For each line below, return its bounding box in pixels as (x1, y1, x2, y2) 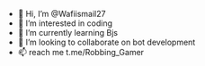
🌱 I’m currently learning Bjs (17, 28, 119, 37)
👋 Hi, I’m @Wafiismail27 (17, 9, 106, 19)
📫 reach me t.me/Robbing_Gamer (17, 47, 145, 57)
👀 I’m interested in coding (17, 18, 113, 29)
